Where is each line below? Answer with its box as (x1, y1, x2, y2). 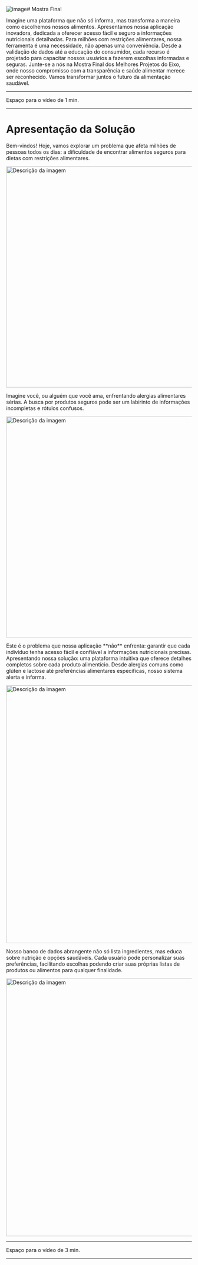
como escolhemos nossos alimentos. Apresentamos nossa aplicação (6, 24, 174, 30)
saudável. (6, 80, 29, 87)
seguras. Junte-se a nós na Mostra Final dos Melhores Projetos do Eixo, (6, 61, 181, 68)
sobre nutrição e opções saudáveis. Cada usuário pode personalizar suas (6, 954, 185, 961)
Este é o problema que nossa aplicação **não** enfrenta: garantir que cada (6, 642, 190, 649)
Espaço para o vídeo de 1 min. (6, 97, 80, 103)
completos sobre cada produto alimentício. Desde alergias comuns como (6, 660, 184, 668)
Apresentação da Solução (6, 123, 136, 136)
